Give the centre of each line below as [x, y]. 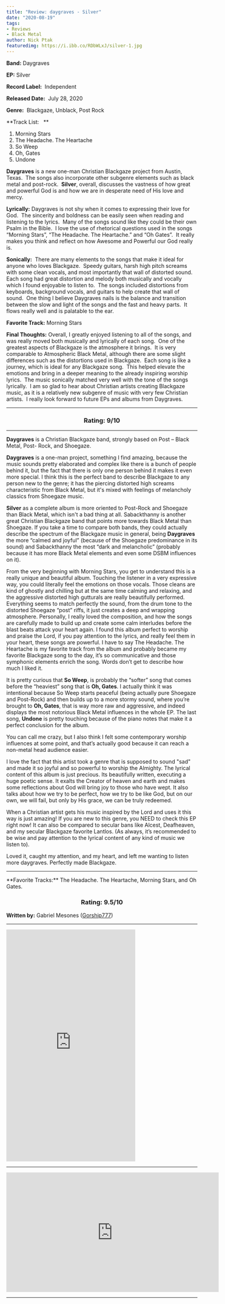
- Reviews [19, 29]
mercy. [15, 197]
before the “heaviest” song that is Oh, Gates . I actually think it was [89, 686]
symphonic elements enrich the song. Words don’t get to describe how [95, 662]
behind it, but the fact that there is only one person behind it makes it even [99, 471]
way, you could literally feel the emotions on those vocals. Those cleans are [101, 584]
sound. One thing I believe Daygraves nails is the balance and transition [96, 298]
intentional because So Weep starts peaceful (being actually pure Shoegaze [101, 693]
